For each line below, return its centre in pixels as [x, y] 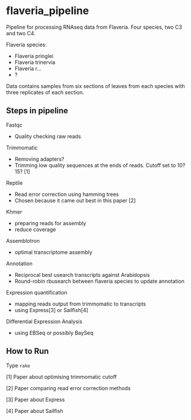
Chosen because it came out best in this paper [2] [75, 200]
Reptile [15, 182]
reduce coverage [35, 229]
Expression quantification [37, 292]
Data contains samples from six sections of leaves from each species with [96, 86]
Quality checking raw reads [48, 136]
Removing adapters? [39, 159]
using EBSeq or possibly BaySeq [54, 333]
